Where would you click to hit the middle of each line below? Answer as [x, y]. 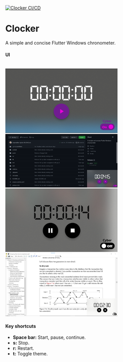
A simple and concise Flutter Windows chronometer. [61, 43]
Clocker [22, 29]
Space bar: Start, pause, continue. [49, 337]
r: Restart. [23, 348]
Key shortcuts [21, 326]
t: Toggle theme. [30, 354]
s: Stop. [21, 343]
